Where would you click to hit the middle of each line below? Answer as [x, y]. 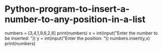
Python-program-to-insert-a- [67, 9]
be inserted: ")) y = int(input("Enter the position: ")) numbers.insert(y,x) [77, 38]
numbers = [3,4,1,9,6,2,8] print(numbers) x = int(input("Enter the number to [81, 33]
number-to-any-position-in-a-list [75, 19]
